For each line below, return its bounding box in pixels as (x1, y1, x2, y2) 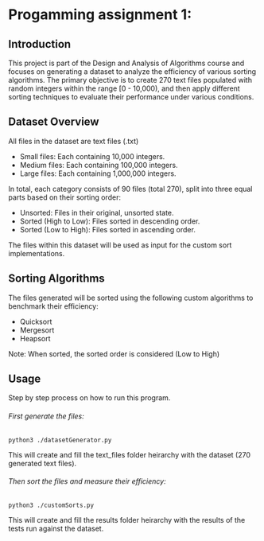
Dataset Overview (8, 115, 99, 129)
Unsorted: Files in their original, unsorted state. (19, 208, 174, 217)
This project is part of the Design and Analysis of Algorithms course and (8, 58, 245, 68)
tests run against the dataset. (8, 523, 104, 533)
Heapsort (19, 333, 51, 343)
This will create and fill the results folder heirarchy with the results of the (8, 515, 246, 524)
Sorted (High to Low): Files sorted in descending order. (19, 216, 200, 226)
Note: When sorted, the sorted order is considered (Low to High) (8, 348, 220, 359)
